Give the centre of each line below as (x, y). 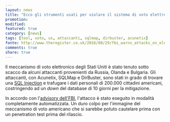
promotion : (17, 19)
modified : (16, 24)
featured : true (21, 29)
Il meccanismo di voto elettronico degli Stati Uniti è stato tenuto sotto (77, 67)
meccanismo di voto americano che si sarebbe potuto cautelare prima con (83, 109)
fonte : (12, 43)
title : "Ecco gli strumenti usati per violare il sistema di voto (77, 15)
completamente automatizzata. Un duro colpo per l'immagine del (73, 103)
